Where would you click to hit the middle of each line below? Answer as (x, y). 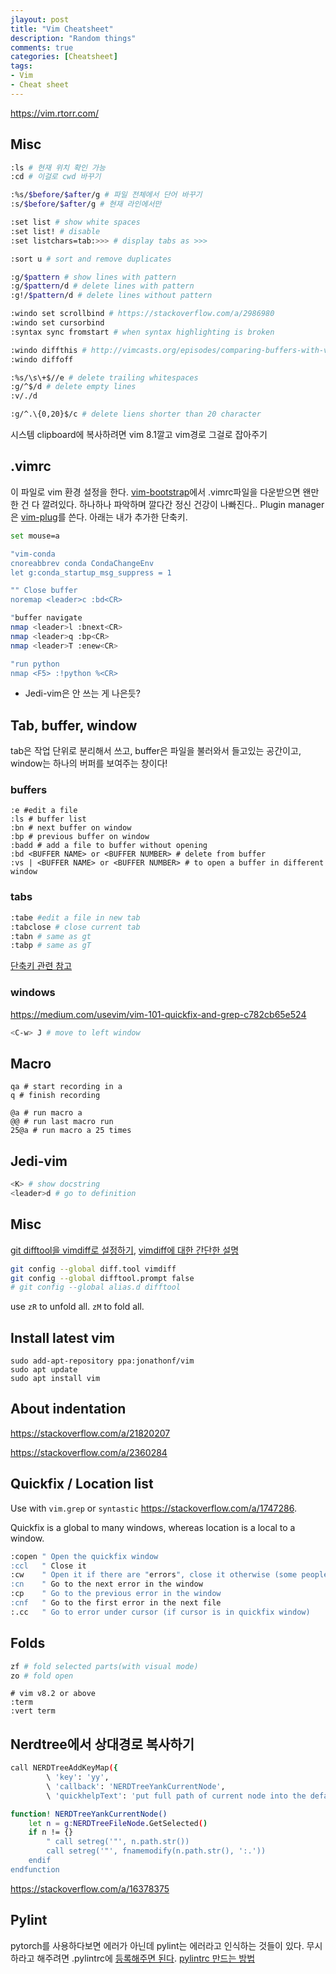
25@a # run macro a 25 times (71, 1131)
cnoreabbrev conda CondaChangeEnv (82, 563)
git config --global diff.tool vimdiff (93, 1269)
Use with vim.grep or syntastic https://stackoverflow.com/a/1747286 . (153, 1508)
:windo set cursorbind (57, 323)
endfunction (35, 1869)
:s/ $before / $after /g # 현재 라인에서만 (86, 204)
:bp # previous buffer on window (80, 837)
